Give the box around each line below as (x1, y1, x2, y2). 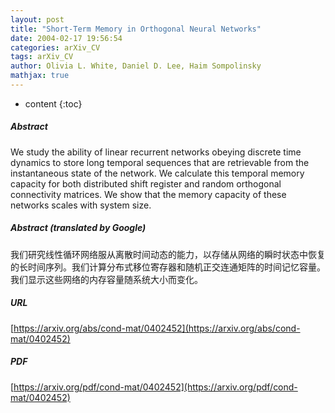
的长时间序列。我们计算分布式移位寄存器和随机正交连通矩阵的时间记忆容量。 (10, 261, 326, 273)
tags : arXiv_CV (10, 52, 74, 62)
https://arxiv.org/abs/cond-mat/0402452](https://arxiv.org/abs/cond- (13, 322, 301, 334)
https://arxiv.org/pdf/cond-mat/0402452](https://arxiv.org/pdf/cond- (13, 381, 298, 393)
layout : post (10, 14, 65, 25)
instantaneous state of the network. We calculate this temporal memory (10, 167, 305, 179)
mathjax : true (10, 71, 70, 81)
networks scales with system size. (10, 199, 152, 211)
